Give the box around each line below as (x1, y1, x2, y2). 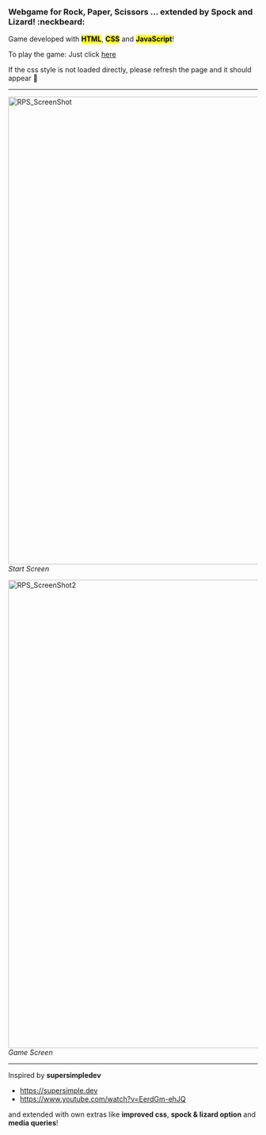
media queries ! (8, 1118, 59, 1128)
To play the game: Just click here (8, 50, 116, 60)
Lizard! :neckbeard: (8, 16, 85, 27)
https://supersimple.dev (19, 1086, 98, 1095)
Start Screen (8, 564, 50, 574)
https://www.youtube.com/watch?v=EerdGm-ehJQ (19, 1095, 186, 1104)
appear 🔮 (8, 74, 38, 83)
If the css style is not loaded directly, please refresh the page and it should (8, 65, 252, 75)
